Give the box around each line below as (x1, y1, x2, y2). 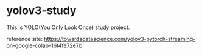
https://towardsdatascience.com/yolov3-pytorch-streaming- (44, 35, 196, 42)
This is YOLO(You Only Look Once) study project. (6, 24, 130, 31)
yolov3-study (6, 4, 77, 18)
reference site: (6, 35, 43, 42)
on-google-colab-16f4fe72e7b (6, 42, 83, 49)
